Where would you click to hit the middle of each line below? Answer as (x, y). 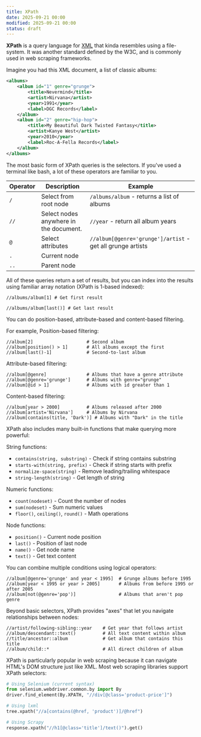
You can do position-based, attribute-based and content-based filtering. (95, 319)
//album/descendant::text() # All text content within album (96, 633)
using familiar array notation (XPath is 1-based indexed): (75, 286)
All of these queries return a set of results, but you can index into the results (100, 280)
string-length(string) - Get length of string (69, 477)
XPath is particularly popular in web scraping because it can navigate (92, 660)
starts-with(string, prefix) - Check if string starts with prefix (93, 465)
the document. (62, 229)
